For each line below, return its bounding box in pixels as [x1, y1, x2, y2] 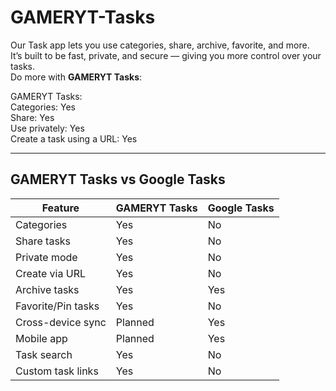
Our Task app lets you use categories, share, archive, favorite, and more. [10, 39, 310, 51]
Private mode [15, 250, 78, 264]
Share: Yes [10, 111, 55, 123]
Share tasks [15, 234, 72, 248]
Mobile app [15, 331, 68, 345]
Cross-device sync [15, 315, 107, 329]
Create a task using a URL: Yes [10, 132, 138, 145]
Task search [15, 347, 73, 361]
